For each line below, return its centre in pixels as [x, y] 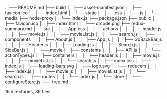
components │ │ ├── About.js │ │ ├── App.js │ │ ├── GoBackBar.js [83, 39]
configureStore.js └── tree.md [37, 82]
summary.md [19, 29]
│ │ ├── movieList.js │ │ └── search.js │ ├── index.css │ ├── [78, 60]
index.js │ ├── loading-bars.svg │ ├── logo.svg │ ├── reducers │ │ [81, 66]
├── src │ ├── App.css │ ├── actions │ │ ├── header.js [97, 29]
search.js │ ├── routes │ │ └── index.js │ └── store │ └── [73, 76]
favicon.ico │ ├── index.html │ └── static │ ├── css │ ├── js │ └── [83, 13]
